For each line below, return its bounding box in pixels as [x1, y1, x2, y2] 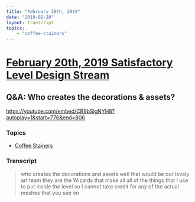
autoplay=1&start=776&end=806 [6, 114, 86, 121]
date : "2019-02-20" [6, 14, 54, 20]
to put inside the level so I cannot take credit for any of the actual [20, 183, 179, 190]
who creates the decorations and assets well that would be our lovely [20, 170, 190, 177]
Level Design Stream [6, 69, 110, 82]
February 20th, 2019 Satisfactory [6, 56, 173, 70]
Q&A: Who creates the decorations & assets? [6, 92, 175, 102]
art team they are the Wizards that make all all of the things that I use [20, 177, 188, 184]
